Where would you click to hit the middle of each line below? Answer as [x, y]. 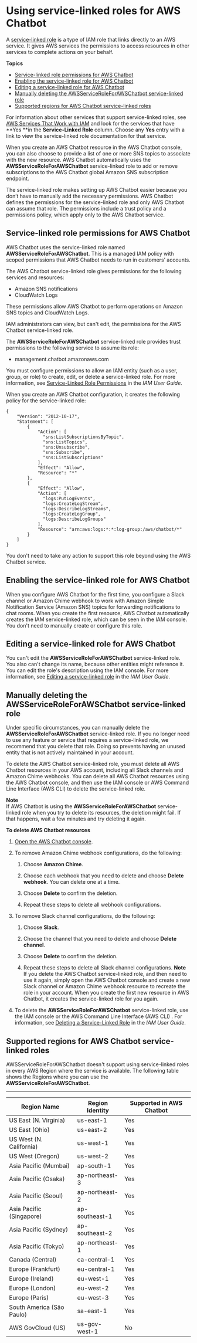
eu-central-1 [96, 1269]
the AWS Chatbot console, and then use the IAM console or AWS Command [98, 783]
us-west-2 [93, 1156]
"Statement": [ [35, 421]
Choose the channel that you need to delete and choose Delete [100, 939]
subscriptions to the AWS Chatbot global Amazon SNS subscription [87, 172]
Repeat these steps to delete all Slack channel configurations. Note [105, 968]
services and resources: [35, 277]
